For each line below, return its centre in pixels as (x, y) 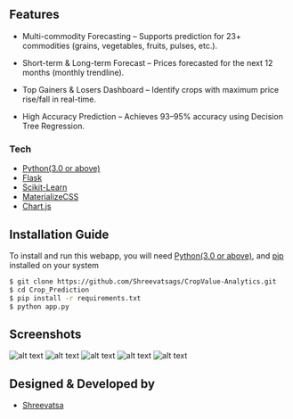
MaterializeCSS (50, 197)
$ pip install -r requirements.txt (75, 298)
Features (34, 15)
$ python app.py (39, 307)
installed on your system (54, 265)
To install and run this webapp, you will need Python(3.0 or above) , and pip (146, 255)
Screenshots (45, 334)
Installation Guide (59, 234)
